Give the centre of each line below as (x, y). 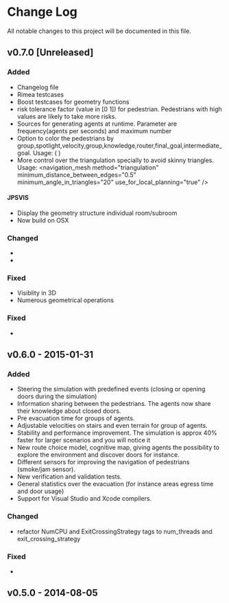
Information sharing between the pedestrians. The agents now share (114, 404)
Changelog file (38, 87)
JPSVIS (18, 198)
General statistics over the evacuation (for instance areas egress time (115, 484)
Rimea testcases (40, 94)
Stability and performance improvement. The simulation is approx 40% (117, 433)
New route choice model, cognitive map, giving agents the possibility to (118, 448)
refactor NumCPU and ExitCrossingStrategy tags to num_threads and (114, 531)
